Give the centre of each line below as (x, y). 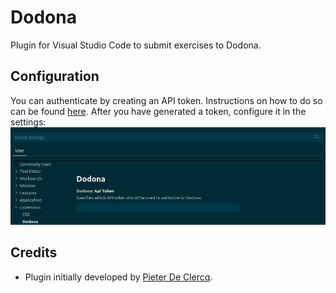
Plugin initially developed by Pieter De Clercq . (118, 277)
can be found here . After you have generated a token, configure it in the (158, 111)
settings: (28, 122)
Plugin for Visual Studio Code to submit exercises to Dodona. (136, 45)
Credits (34, 252)
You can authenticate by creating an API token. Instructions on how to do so (166, 100)
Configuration (55, 76)
